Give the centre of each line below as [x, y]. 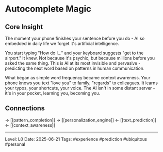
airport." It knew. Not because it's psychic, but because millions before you [80, 58]
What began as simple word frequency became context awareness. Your [78, 78]
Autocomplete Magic [48, 9]
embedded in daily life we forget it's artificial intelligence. [62, 44]
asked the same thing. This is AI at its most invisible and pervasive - [73, 63]
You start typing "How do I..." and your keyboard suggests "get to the [74, 53]
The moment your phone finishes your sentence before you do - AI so [75, 38]
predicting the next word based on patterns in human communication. [75, 68]
